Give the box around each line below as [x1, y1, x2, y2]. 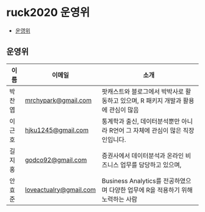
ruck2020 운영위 [6, 5, 90, 20]
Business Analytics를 [101, 177, 162, 185]
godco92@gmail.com [25, 155, 87, 164]
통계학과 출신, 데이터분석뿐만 [101, 117, 180, 125]
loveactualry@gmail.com [25, 185, 96, 194]
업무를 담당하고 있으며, [120, 160, 182, 169]
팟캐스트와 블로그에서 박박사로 [101, 87, 184, 95]
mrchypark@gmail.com [25, 96, 92, 104]
